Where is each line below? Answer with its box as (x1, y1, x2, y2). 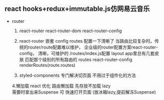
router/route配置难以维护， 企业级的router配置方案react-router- (28, 44, 159, 50)
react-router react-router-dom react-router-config (19, 28, 122, 34)
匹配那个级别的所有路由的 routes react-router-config (25, 56, 133, 62)
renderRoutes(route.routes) (19, 62, 76, 68)
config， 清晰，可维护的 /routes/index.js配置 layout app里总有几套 (19, 50, 155, 56)
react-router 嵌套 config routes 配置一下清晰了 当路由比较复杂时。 (19, 38, 155, 44)
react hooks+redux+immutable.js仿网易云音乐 (4, 4, 150, 13)
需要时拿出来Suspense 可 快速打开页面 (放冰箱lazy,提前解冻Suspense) (11, 89, 156, 95)
